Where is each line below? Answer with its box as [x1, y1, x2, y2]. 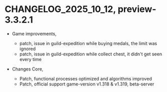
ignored [19, 45, 36, 51]
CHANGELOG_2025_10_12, [5, 3, 116, 15]
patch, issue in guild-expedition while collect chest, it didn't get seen [19, 51, 162, 57]
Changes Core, [12, 66, 44, 72]
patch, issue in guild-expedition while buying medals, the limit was [19, 40, 157, 46]
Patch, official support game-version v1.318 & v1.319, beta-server [19, 81, 154, 87]
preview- [117, 3, 156, 15]
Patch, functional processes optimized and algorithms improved [19, 75, 152, 81]
